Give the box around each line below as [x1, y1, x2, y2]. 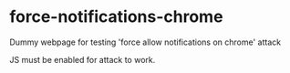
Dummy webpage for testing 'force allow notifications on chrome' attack [9, 36, 281, 47]
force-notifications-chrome [9, 6, 223, 27]
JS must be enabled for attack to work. [9, 54, 156, 65]
